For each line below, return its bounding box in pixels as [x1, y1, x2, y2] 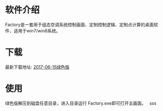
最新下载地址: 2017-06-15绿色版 [5, 64, 70, 70]
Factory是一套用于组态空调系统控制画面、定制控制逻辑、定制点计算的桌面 [5, 22, 154, 28]
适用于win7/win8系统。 [13, 28, 60, 33]
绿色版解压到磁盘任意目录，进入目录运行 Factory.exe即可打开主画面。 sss [5, 100, 157, 106]
